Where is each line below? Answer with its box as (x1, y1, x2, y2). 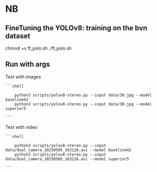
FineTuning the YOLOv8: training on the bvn (5, 24, 147, 32)
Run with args (5, 60, 50, 69)
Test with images (5, 73, 41, 80)
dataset (5, 31, 31, 40)
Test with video (5, 124, 38, 130)
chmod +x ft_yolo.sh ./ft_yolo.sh (5, 45, 72, 51)
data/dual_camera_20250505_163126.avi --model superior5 (5, 156, 129, 162)
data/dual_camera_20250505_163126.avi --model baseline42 (5, 147, 131, 152)
